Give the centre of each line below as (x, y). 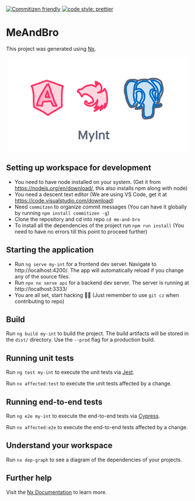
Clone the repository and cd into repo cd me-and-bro (77, 219)
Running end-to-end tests (54, 402)
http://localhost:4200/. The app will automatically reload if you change (99, 270)
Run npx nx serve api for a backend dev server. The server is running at (102, 283)
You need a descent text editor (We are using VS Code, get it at (91, 194)
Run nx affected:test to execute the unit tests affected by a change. (89, 384)
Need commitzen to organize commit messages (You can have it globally (101, 207)
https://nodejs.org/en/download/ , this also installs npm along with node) (101, 188)
